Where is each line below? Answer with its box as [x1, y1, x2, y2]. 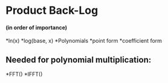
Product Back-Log [5, 4, 99, 17]
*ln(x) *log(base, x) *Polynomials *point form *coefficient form [5, 37, 163, 45]
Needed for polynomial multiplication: [5, 55, 152, 65]
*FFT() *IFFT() [5, 70, 43, 78]
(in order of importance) [5, 23, 68, 31]
